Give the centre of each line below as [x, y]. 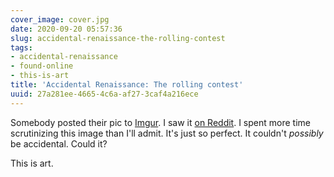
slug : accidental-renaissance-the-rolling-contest [118, 38]
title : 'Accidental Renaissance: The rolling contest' [127, 85]
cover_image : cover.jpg [60, 19]
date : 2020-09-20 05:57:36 [66, 29]
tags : [21, 47]
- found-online [42, 66]
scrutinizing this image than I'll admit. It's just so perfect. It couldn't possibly [167, 133]
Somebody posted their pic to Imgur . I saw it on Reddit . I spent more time [160, 122]
